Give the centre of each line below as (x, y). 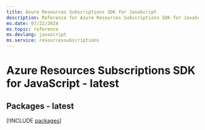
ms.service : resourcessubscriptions (53, 40)
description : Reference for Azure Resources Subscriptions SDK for (94, 18)
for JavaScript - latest (63, 84)
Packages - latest (40, 106)
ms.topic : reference (33, 29)
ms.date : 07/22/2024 (33, 23)
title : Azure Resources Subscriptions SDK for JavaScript (81, 12)
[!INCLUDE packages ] (34, 121)
